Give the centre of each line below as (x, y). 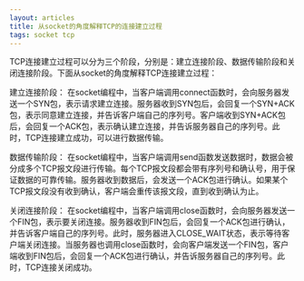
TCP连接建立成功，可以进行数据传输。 (97, 138)
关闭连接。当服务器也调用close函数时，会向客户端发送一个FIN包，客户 (157, 245)
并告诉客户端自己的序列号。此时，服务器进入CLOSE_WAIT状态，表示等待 (146, 234)
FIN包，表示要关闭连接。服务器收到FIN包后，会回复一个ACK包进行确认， (153, 222)
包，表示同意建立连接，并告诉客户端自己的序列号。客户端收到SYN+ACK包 (147, 115)
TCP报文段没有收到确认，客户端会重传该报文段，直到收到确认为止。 (137, 191)
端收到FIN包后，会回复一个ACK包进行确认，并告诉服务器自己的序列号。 (143, 256)
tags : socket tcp (42, 35)
